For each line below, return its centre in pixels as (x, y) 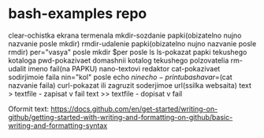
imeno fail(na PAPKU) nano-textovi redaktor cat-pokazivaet (124, 68)
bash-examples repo (78, 14)
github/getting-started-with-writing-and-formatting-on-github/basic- (121, 117)
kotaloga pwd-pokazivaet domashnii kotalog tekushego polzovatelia (119, 60)
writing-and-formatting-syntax (58, 125)
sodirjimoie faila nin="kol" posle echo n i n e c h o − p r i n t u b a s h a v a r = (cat (120, 77)
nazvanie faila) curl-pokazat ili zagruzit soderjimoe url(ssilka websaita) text (130, 85)
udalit (17, 68)
